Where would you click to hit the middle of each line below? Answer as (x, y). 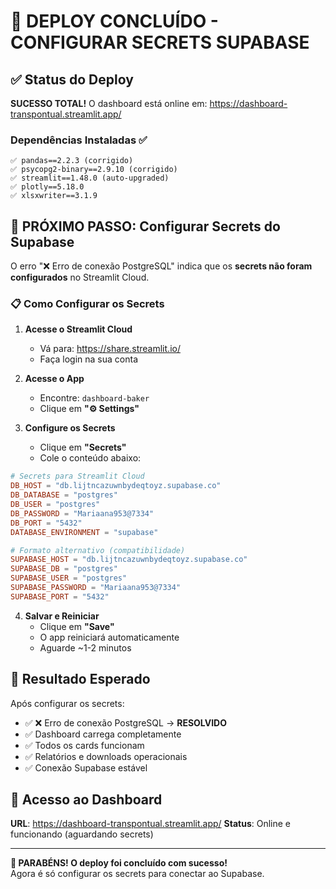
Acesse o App (54, 379)
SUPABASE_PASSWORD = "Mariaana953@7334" (96, 588)
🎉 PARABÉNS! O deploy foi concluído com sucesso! (119, 863)
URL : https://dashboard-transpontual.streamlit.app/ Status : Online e (151, 824)
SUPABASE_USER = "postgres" (69, 578)
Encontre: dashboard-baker (94, 398)
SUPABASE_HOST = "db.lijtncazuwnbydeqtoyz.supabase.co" (129, 560)
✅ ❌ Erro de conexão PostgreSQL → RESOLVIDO (125, 722)
